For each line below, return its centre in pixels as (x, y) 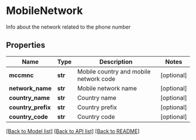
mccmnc (21, 75)
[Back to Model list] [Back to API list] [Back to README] (73, 131)
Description (116, 61)
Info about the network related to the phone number (69, 27)
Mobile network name (107, 88)
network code (96, 79)
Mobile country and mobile (114, 71)
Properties (26, 45)
